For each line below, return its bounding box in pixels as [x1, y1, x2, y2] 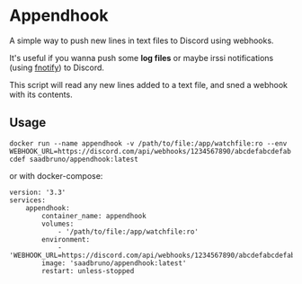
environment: [41, 235, 91, 244]
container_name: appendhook [41, 211, 147, 220]
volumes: [41, 219, 75, 228]
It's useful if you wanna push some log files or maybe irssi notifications [9, 52, 274, 63]
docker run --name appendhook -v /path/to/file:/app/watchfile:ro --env [9, 138, 288, 148]
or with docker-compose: [9, 170, 103, 181]
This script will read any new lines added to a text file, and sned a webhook [9, 79, 288, 90]
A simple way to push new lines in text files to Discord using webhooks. [9, 35, 274, 46]
